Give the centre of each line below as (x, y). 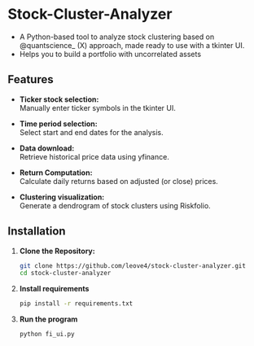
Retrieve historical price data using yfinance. (94, 156)
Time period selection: (59, 124)
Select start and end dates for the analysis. (91, 132)
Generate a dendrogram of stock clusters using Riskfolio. (115, 205)
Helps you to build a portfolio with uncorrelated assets (110, 54)
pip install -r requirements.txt (76, 304)
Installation (37, 232)
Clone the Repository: (57, 251)
